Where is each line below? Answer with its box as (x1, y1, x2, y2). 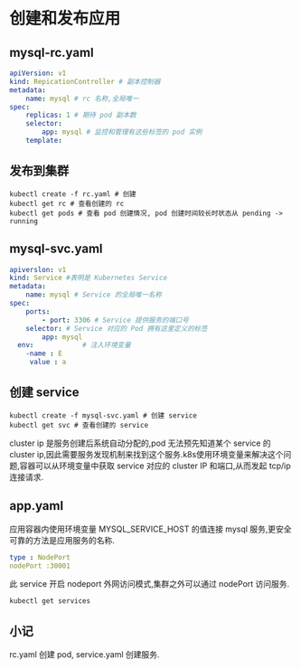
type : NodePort (9, 552, 71, 561)
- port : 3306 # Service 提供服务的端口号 (42, 316, 190, 325)
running (9, 216, 39, 226)
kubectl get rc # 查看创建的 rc (9, 199, 125, 208)
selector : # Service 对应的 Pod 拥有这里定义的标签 (25, 324, 208, 333)
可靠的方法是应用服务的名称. (9, 534, 116, 545)
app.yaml (9, 498, 64, 514)
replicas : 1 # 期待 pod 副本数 (25, 110, 137, 120)
